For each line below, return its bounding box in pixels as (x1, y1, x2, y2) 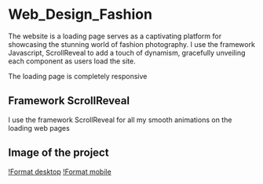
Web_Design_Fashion (8, 5, 153, 23)
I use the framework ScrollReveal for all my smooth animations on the (8, 115, 232, 124)
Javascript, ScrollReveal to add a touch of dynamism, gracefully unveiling (8, 48, 246, 57)
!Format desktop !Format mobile (8, 167, 111, 176)
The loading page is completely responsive (8, 71, 148, 81)
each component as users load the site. (8, 56, 136, 66)
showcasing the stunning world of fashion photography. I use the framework (8, 39, 255, 49)
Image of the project (8, 146, 109, 160)
